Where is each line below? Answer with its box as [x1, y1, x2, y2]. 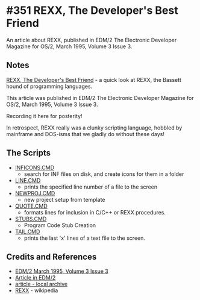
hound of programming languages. [6, 83, 93, 90]
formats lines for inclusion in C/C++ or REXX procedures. [23, 208, 166, 216]
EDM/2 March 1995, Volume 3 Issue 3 [14, 267, 108, 275]
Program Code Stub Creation [23, 221, 96, 229]
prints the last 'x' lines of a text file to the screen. [23, 234, 146, 242]
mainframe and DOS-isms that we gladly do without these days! [6, 130, 164, 137]
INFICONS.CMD [14, 164, 54, 171]
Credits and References [6, 251, 97, 262]
